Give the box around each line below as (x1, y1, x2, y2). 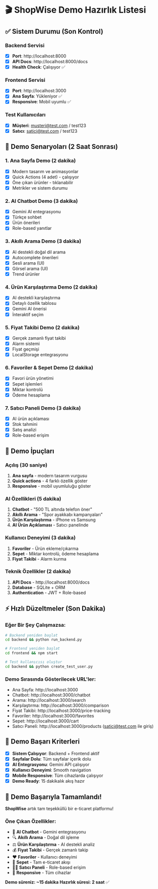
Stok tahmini (12, 421, 38, 427)
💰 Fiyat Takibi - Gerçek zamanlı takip (12, 847, 89, 853)
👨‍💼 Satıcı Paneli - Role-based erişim (12, 864, 86, 870)
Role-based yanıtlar (12, 225, 52, 231)
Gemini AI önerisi (12, 306, 47, 312)
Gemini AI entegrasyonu (12, 209, 61, 215)
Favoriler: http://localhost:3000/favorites (12, 713, 94, 719)
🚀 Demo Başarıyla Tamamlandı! (5, 792, 102, 801)
